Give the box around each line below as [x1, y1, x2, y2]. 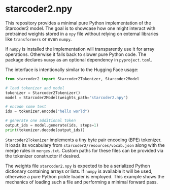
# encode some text [5, 104, 47, 109]
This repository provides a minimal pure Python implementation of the [5, 20, 151, 26]
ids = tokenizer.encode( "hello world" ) [5, 109, 90, 114]
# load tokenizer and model [5, 85, 65, 90]
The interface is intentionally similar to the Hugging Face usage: [5, 67, 139, 73]
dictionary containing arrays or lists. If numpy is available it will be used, [5, 168, 153, 174]
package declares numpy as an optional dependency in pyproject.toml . [5, 56, 153, 62]
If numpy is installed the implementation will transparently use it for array [5, 46, 155, 52]
